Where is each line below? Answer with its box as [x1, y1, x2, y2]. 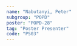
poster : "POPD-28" [6, 20, 53, 26]
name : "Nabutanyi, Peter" [6, 8, 72, 15]
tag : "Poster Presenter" [6, 25, 69, 32]
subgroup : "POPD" [6, 14, 50, 20]
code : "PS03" [6, 31, 39, 37]
